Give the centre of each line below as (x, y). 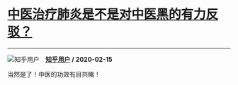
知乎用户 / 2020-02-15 (79, 59)
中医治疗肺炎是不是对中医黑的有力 (107, 14)
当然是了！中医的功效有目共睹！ (54, 74)
